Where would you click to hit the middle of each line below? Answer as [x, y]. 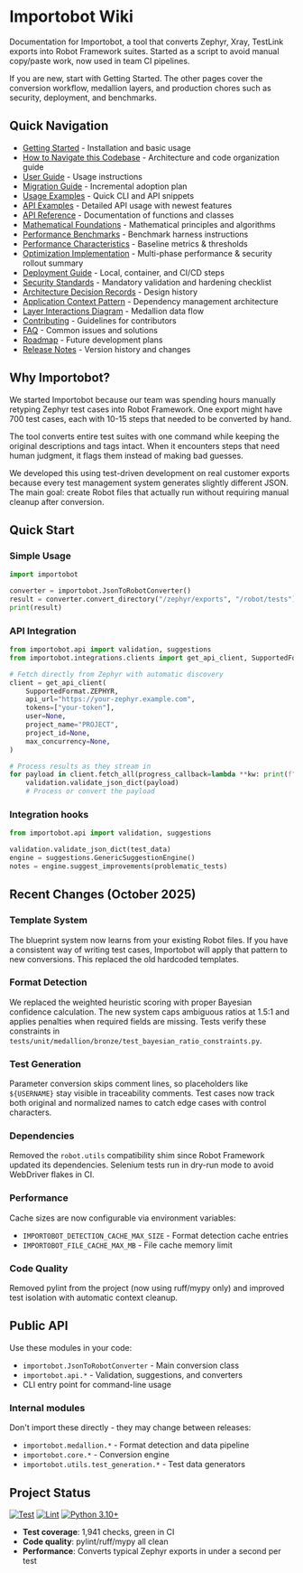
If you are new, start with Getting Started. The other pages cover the [136, 78]
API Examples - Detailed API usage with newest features [127, 205]
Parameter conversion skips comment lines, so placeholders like [129, 1084]
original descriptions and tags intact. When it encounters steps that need [145, 445]
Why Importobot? [60, 378]
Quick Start [42, 530]
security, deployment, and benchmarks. [83, 98]
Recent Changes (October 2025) [103, 895]
